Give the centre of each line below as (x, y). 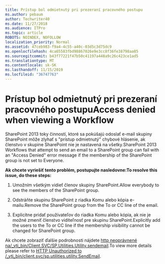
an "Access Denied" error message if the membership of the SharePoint (79, 155)
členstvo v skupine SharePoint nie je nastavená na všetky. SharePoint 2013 (81, 144)
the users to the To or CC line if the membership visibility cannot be (81, 225)
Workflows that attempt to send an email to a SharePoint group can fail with (82, 150)
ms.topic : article (24, 33)
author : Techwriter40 (27, 19)
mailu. (19, 205)
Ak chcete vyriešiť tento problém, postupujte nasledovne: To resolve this (81, 170)
